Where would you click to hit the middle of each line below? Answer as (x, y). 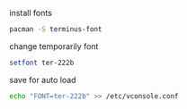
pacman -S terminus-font (56, 29)
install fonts (31, 13)
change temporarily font (54, 46)
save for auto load (43, 80)
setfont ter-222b (42, 63)
